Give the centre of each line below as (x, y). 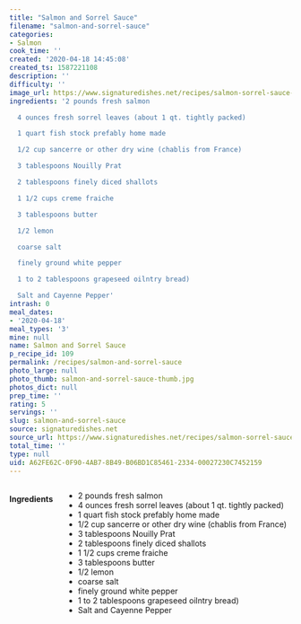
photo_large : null (43, 371)
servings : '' (34, 413)
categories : (31, 34)
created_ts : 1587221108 (54, 68)
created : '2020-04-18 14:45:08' (69, 59)
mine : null (30, 338)
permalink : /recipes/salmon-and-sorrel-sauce (95, 363)
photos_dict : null (43, 387)
